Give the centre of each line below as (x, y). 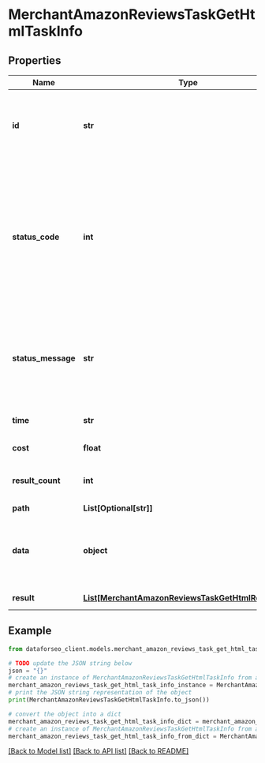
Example (30, 631)
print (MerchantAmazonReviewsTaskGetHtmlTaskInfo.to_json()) (109, 700)
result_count (36, 481)
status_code (36, 237)
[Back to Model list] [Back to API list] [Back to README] (99, 751)
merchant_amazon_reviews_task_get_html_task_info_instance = (111, 685)
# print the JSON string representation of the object (100, 693)
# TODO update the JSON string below (70, 663)
